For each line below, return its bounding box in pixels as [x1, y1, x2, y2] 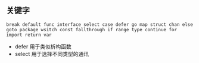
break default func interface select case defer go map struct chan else [6, 21, 194, 28]
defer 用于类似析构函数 [14, 43, 71, 50]
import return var [6, 32, 52, 38]
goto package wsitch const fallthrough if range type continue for [6, 26, 178, 32]
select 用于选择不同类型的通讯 [14, 50, 89, 57]
